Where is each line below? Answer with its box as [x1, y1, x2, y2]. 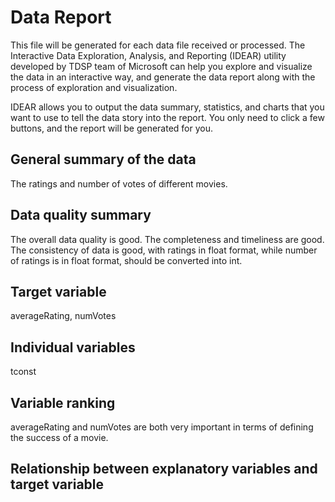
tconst [10, 366, 37, 378]
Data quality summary [10, 207, 152, 224]
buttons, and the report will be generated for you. [10, 122, 214, 134]
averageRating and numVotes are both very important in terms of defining [10, 421, 314, 433]
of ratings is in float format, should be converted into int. [10, 254, 243, 266]
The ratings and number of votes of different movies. [10, 177, 228, 190]
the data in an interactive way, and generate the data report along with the [10, 71, 316, 83]
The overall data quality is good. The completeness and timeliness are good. [10, 233, 325, 245]
